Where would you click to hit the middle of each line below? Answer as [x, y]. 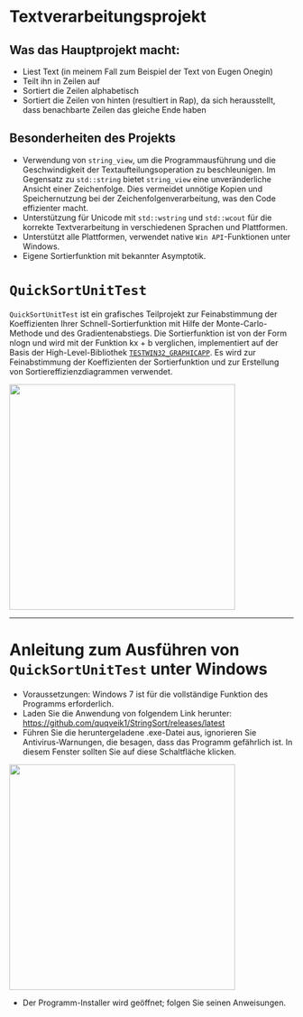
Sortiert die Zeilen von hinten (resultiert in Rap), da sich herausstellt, [149, 100]
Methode [26, 333]
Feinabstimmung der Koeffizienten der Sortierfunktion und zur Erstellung [144, 362]
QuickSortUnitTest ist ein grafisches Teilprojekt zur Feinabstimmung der [143, 314]
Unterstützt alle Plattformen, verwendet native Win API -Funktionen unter [156, 236]
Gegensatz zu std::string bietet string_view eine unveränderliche [147, 179]
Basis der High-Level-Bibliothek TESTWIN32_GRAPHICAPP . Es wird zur [133, 352]
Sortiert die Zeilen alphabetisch [81, 91]
